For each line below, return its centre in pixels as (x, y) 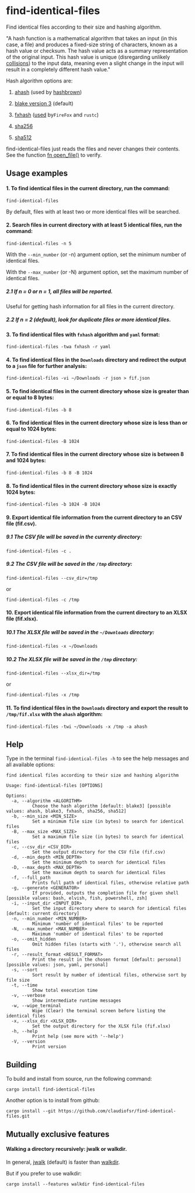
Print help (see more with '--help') (78, 1037)
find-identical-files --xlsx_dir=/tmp (53, 673)
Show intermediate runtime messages (76, 1001)
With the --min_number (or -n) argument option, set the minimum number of (96, 254)
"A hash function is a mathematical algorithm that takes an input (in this (92, 38)
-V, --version (28, 1042)
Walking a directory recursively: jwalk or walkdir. (67, 1149)
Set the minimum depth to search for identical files (99, 862)
